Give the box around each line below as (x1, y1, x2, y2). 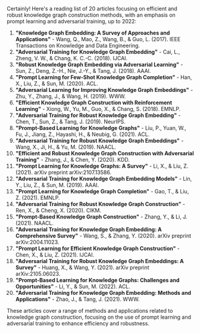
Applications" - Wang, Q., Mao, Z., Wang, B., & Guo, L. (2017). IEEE (15, 36, 181, 42)
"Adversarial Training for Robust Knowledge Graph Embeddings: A (15, 258, 184, 264)
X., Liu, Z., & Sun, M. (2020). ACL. (15, 80, 99, 87)
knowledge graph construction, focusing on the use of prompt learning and (7, 313, 192, 320)
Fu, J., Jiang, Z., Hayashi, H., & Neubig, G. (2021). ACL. (15, 131, 150, 138)
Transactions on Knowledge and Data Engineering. (15, 42, 140, 49)
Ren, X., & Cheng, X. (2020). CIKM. (15, 207, 102, 214)
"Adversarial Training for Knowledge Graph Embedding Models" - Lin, (15, 175, 192, 182)
